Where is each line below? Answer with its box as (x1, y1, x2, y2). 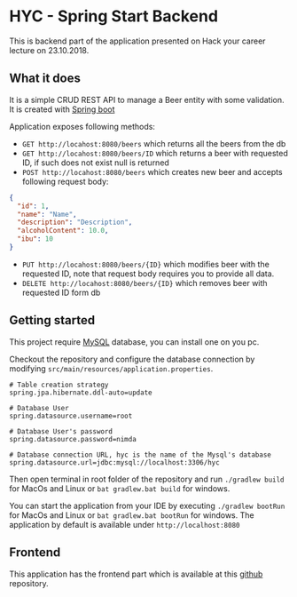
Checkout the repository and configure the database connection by (9, 354, 255, 364)
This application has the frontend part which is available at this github (9, 569, 263, 579)
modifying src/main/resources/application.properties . (9, 362, 214, 374)
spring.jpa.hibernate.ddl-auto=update (9, 388, 152, 397)
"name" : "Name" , (17, 210, 77, 219)
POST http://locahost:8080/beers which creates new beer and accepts (21, 166, 283, 177)
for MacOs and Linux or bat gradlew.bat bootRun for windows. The (9, 509, 254, 521)
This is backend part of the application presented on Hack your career (9, 36, 266, 46)
